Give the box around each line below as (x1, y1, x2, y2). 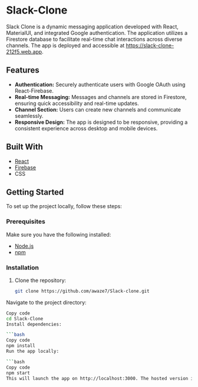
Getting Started (6, 187, 64, 197)
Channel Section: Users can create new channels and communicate (14, 106, 181, 113)
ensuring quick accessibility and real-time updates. (14, 100, 140, 107)
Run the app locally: (6, 349, 60, 355)
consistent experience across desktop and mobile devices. (14, 124, 158, 132)
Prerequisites (6, 218, 45, 226)
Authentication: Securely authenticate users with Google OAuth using (14, 81, 186, 88)
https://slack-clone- (126, 42, 174, 49)
